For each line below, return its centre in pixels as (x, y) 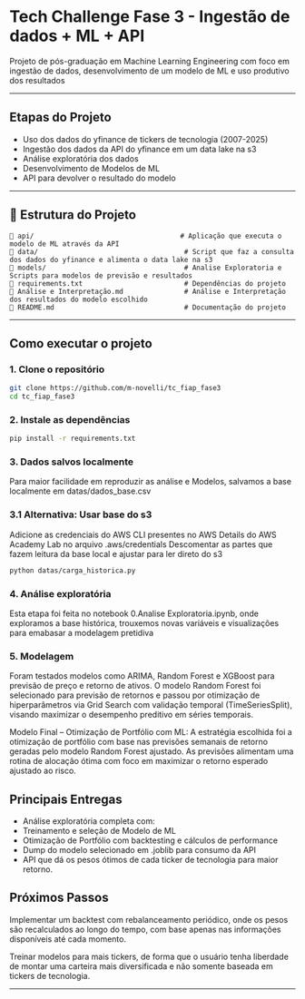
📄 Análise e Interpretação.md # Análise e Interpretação (148, 291)
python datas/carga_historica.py (73, 570)
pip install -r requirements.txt (73, 439)
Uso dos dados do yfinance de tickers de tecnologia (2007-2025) (145, 139)
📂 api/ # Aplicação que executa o (146, 236)
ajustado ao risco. (43, 771)
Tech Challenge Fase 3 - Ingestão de (150, 17)
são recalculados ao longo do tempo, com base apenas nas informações (145, 929)
